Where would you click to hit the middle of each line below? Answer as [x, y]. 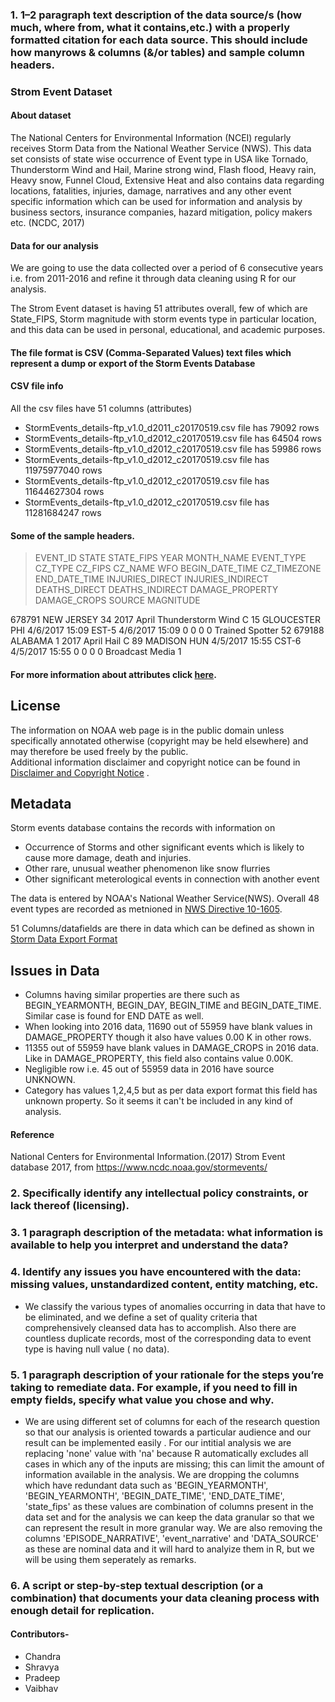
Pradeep [42, 1678]
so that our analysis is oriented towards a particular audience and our [168, 1432]
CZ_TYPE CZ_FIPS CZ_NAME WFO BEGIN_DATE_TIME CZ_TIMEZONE [178, 569]
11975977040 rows [63, 470]
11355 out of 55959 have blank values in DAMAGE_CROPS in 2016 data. [171, 1048]
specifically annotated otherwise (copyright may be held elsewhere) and [159, 740]
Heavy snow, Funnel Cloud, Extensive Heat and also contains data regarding [167, 180]
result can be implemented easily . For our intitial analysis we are [158, 1442]
